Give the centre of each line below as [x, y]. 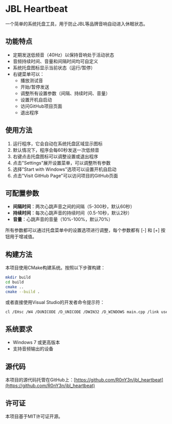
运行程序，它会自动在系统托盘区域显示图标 [58, 144]
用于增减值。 [23, 237]
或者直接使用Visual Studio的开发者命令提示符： [55, 302]
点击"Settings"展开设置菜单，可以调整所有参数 [62, 163]
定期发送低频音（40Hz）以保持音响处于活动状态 [63, 55]
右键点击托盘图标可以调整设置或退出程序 [55, 156]
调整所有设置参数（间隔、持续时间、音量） [65, 93]
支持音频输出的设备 [33, 349]
